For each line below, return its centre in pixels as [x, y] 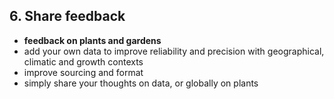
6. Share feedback [67, 16]
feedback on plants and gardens [92, 40]
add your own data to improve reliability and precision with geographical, [174, 51]
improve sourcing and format [83, 72]
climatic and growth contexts [83, 61]
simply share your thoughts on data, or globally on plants [141, 83]
